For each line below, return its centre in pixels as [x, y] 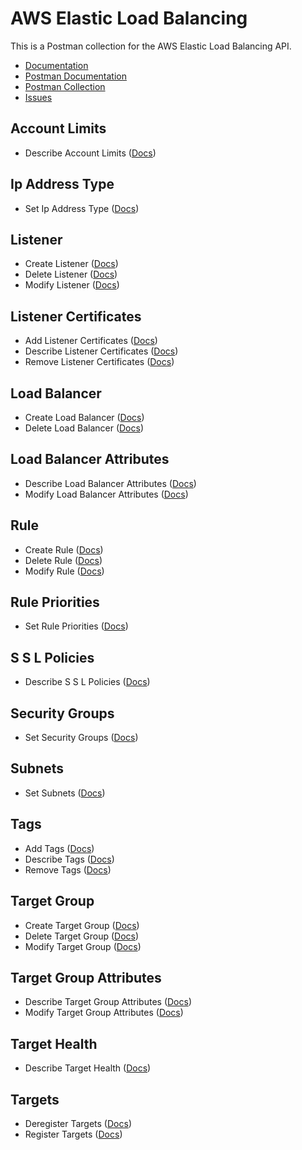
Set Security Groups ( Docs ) [81, 738]
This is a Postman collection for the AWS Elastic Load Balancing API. [151, 46]
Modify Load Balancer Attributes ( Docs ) [106, 494]
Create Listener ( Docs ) [71, 264]
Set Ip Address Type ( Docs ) [82, 208]
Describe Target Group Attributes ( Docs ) [108, 1002]
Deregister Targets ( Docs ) [78, 1123]
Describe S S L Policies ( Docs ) [87, 682]
